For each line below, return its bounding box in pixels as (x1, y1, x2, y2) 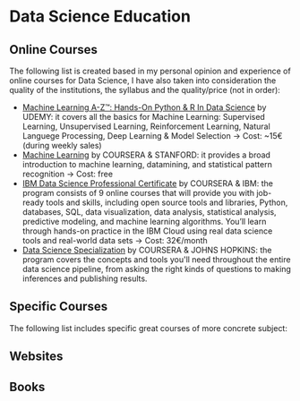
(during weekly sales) (21, 141, 102, 150)
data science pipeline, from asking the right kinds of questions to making (21, 264, 291, 274)
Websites (9, 349, 64, 364)
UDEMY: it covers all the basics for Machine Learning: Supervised (21, 112, 266, 122)
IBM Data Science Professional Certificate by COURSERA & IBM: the (21, 178, 273, 189)
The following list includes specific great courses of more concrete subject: (9, 322, 288, 333)
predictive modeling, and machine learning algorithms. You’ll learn (21, 217, 267, 226)
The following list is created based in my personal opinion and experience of (9, 65, 291, 76)
